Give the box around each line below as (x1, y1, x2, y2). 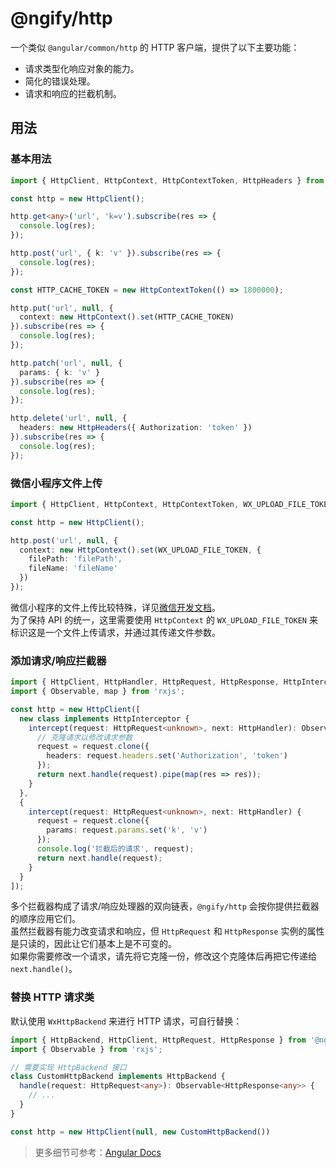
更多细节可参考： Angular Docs (34, 1146, 162, 1158)
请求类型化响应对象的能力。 (24, 62, 140, 74)
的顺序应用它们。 (10, 913, 81, 925)
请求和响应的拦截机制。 (24, 87, 122, 99)
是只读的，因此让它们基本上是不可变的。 (10, 938, 177, 950)
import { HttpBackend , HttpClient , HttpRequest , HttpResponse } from (10, 1035, 307, 1045)
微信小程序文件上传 (10, 476, 103, 490)
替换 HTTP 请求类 (10, 990, 95, 1004)
